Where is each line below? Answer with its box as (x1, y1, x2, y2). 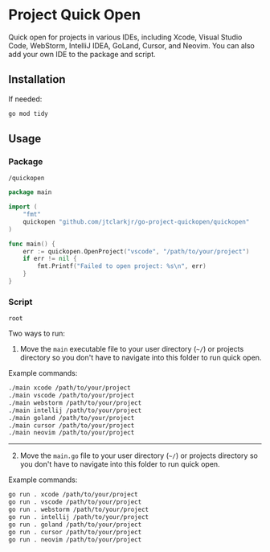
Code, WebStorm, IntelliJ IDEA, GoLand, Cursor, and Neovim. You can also (8, 40, 255, 50)
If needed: (8, 94, 43, 104)
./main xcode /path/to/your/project (8, 384, 131, 392)
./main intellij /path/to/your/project (8, 406, 142, 414)
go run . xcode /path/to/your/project (8, 491, 138, 499)
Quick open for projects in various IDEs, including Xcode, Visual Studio (8, 32, 243, 42)
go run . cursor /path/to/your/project (8, 528, 142, 536)
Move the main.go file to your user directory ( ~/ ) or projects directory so (19, 451, 259, 460)
